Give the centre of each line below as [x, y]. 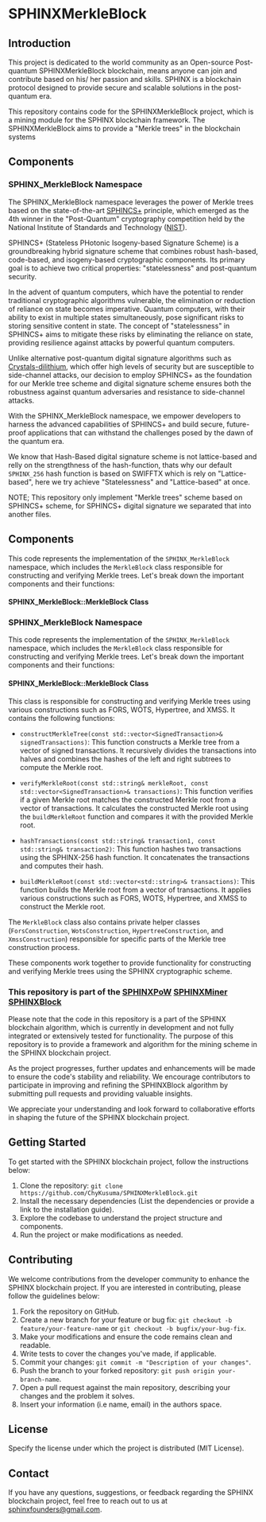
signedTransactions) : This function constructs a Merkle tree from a [129, 742]
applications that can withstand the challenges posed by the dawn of [141, 432]
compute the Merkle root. [61, 767]
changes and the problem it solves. [77, 1395]
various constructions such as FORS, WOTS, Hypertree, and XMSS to [133, 898]
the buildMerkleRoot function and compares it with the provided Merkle [137, 816]
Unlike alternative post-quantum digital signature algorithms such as [120, 358]
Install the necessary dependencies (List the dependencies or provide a [137, 1201]
